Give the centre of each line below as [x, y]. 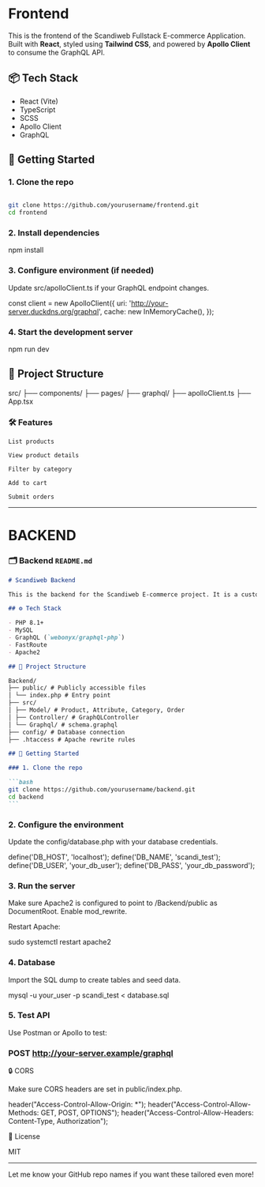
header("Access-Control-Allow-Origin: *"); [77, 1104]
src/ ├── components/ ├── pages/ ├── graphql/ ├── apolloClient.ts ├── [130, 393]
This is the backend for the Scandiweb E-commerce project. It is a [123, 594]
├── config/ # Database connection [67, 732]
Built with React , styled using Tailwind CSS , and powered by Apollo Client [129, 43]
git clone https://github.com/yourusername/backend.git [102, 790]
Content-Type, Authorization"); [58, 1121]
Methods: [24, 1113]
